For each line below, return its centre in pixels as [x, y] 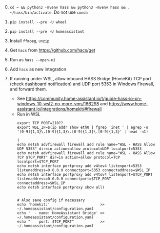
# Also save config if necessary [51, 200]
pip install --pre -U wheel [38, 22]
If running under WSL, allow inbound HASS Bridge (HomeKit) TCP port [80, 79]
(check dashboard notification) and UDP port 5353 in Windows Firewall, [82, 84]
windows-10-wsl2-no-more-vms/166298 [58, 104]
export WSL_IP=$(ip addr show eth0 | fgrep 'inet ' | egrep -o [83, 127]
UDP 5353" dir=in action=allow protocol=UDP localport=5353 [79, 149]
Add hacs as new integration [38, 69]
